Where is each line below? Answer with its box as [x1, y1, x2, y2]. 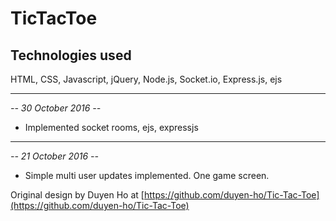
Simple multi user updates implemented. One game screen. [24, 170, 270, 181]
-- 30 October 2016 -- [10, 102, 102, 114]
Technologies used [10, 47, 132, 64]
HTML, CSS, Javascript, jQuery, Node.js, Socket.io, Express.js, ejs [10, 73, 283, 85]
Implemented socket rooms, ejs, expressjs [24, 122, 199, 133]
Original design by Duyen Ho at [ [10, 189, 145, 201]
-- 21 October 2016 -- [10, 150, 100, 162]
